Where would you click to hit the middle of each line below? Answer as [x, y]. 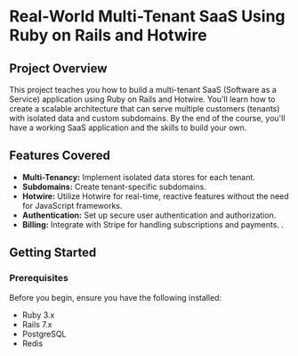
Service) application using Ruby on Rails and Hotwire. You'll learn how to [142, 99]
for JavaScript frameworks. [72, 205]
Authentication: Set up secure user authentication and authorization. [149, 215]
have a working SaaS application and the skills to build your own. [128, 128]
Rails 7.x [37, 324]
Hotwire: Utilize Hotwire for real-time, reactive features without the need [155, 196]
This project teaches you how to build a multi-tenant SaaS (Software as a [143, 90]
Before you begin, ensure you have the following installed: [116, 297]
